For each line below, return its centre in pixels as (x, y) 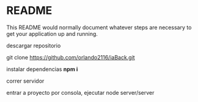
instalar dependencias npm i (42, 69)
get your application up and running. (52, 33)
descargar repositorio (34, 46)
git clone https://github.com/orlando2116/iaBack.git (71, 57)
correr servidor (25, 81)
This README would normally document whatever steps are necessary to (99, 27)
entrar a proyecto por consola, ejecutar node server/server (80, 92)
